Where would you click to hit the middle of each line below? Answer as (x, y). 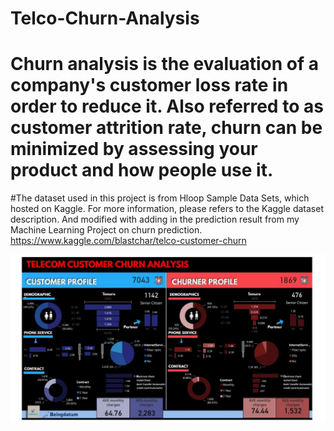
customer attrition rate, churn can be (166, 128)
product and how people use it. (142, 170)
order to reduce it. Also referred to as (167, 106)
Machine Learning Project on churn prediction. (106, 230)
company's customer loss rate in (149, 85)
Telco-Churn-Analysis (105, 18)
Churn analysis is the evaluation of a (164, 64)
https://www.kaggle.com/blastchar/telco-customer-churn (128, 241)
